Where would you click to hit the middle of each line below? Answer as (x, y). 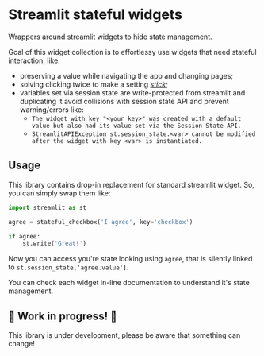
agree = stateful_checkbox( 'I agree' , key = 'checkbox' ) (101, 222)
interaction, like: (34, 60)
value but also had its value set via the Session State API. (136, 126)
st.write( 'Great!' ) (55, 244)
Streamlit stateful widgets (96, 15)
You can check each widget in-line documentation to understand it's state (129, 283)
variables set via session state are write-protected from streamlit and (132, 92)
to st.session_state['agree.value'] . (69, 267)
